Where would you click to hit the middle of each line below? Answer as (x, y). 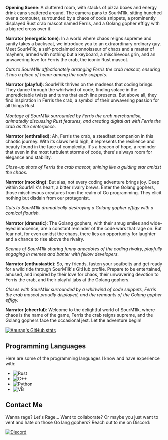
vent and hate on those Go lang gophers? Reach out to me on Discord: (78, 422)
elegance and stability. (28, 157)
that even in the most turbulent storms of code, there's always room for (79, 152)
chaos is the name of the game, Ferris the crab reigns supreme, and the (79, 315)
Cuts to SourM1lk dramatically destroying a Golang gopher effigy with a (79, 208)
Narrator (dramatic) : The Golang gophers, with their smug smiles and (77, 223)
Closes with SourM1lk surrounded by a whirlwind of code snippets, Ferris (81, 289)
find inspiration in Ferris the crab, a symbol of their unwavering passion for (82, 100)
